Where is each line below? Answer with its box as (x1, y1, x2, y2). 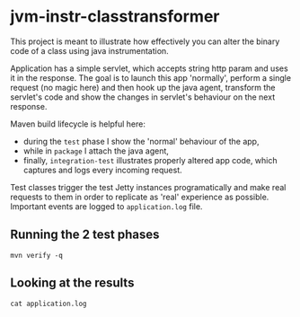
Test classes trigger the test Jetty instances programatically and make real (10, 181, 287, 192)
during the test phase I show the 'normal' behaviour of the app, (22, 136, 260, 146)
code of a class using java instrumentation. (10, 45, 169, 56)
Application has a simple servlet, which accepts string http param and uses (10, 63, 288, 74)
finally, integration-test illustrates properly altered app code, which (22, 154, 278, 165)
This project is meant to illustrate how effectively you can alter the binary (10, 36, 280, 47)
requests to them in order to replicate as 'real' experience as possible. (10, 191, 269, 202)
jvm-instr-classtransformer (10, 6, 220, 27)
